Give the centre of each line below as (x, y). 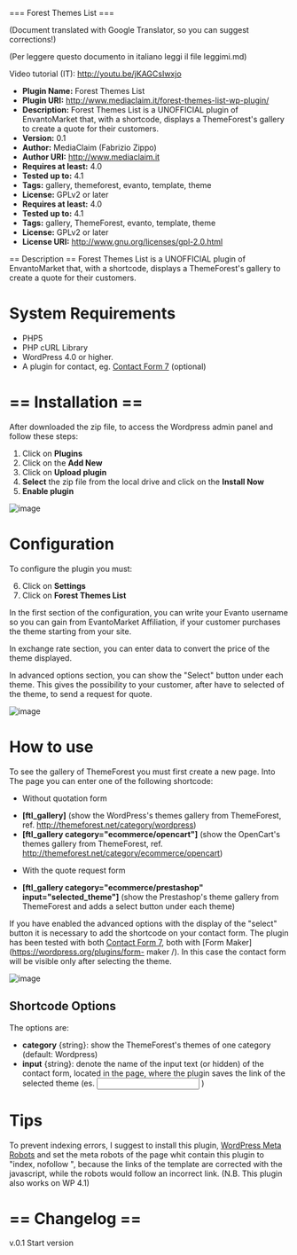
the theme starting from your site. (70, 631)
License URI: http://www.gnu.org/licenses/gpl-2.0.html (122, 242)
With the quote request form (74, 870)
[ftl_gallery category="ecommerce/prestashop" (113, 887)
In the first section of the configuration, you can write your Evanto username (148, 612)
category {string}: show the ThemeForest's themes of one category (146, 1045)
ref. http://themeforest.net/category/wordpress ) (109, 825)
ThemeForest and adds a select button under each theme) (129, 906)
